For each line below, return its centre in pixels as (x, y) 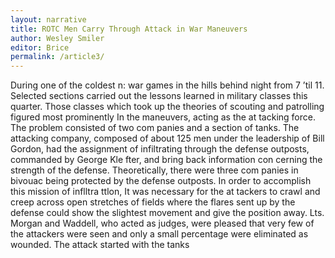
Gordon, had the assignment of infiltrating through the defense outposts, (160, 149)
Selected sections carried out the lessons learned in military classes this (159, 96)
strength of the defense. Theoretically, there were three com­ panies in (154, 170)
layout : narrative (48, 19)
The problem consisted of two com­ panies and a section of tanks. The (155, 128)
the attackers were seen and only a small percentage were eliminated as (159, 234)
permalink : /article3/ (57, 57)
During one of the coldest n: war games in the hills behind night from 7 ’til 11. (167, 85)
